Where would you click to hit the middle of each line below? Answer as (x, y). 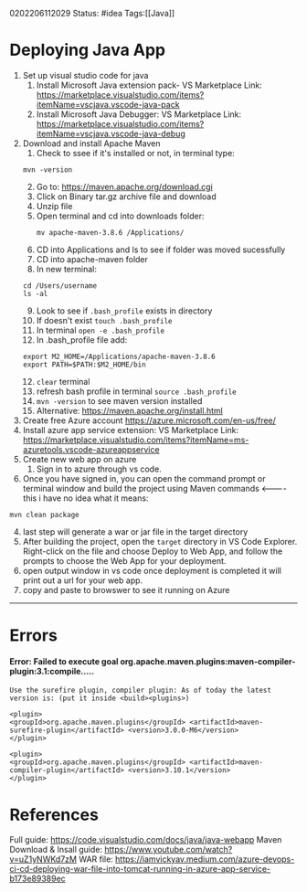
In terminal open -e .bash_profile (101, 330)
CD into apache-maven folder (92, 259)
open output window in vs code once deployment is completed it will (152, 570)
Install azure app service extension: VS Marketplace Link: (131, 430)
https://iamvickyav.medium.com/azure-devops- (205, 859)
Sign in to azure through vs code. (99, 469)
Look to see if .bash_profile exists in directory (124, 311)
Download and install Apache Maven (91, 143)
